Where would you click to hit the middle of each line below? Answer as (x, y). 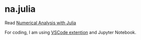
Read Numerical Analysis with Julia (40, 23)
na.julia (20, 9)
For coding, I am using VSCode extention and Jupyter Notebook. (70, 32)
